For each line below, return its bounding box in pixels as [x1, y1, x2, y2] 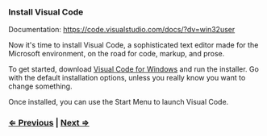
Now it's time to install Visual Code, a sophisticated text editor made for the [8, 40, 259, 50]
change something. [8, 81, 73, 91]
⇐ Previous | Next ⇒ [8, 117, 90, 129]
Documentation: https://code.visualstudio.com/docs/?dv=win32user [8, 25, 236, 35]
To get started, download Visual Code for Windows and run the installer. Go [8, 64, 260, 74]
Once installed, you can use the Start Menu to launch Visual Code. [8, 97, 229, 107]
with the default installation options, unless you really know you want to [8, 73, 246, 83]
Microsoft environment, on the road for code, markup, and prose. [8, 49, 225, 59]
